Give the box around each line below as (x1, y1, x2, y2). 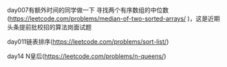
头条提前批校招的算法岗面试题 (7, 23, 91, 31)
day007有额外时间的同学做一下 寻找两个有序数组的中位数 (7, 6, 169, 14)
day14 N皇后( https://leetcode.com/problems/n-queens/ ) (7, 52, 166, 60)
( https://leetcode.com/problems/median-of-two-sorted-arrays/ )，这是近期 (7, 14, 220, 23)
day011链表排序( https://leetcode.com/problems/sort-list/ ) (7, 38, 169, 46)
